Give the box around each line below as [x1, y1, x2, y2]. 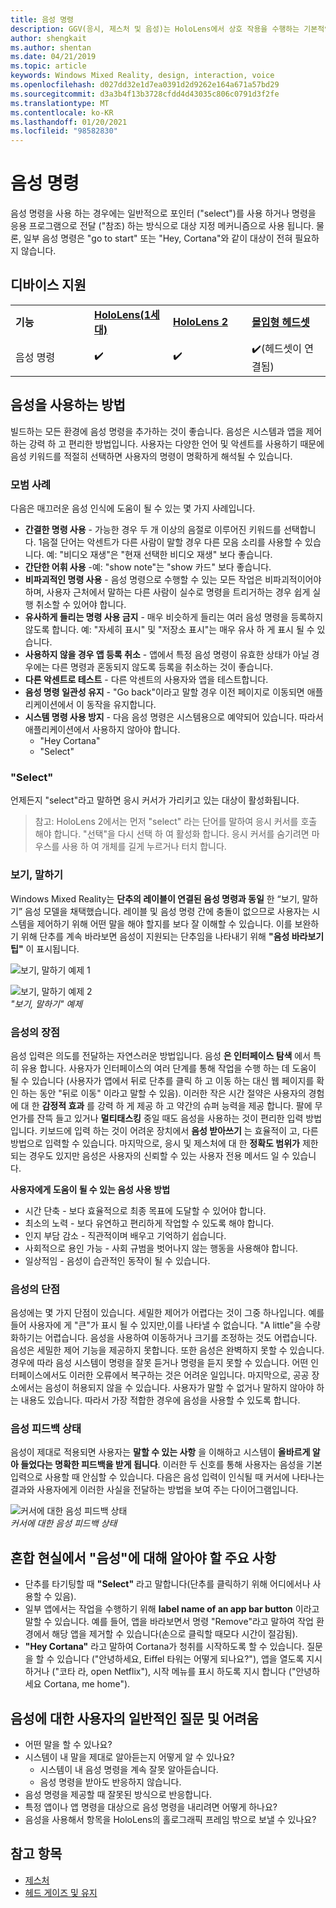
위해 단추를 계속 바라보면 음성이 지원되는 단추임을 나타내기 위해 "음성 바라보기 [20, 930, 325, 942]
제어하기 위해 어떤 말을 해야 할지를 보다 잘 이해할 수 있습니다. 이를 [36, 917, 293, 930]
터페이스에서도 [10, 1369, 68, 1381]
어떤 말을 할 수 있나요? [24, 1739, 113, 1751]
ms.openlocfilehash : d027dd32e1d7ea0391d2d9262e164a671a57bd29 [10, 80, 280, 90]
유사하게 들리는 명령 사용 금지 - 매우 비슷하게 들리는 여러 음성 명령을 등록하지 [24, 611, 324, 623]
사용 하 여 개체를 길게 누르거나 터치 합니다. [61, 841, 227, 853]
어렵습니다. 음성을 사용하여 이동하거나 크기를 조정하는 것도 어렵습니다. [44, 1332, 318, 1344]
